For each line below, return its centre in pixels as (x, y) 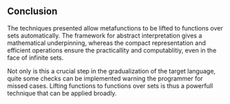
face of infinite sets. (36, 58)
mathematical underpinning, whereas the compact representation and (106, 43)
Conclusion (32, 11)
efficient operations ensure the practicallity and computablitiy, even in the (112, 50)
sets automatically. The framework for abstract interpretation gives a (105, 35)
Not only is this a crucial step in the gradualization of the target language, (112, 71)
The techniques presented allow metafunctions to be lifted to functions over (115, 28)
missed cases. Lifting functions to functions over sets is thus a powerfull (110, 85)
